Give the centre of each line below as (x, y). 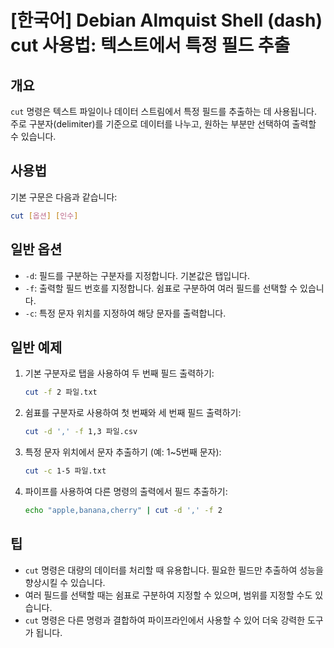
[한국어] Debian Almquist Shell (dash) (166, 20)
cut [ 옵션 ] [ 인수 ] (44, 216)
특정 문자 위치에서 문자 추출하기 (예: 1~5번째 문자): (123, 452)
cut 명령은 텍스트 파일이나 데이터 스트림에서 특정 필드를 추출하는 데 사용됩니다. (163, 111)
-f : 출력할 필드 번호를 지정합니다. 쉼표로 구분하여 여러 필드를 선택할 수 (161, 288)
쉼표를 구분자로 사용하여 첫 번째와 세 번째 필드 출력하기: (133, 413)
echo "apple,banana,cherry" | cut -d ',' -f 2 (123, 510)
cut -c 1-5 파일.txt (65, 471)
